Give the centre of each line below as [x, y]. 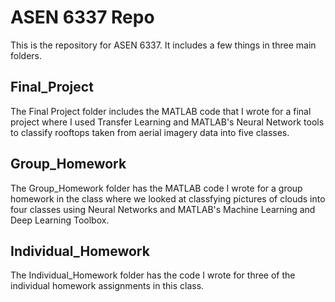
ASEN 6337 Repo [82, 17]
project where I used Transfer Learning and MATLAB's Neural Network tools [167, 122]
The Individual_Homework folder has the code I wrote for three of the [153, 275]
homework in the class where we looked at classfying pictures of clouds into [168, 198]
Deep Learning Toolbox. [60, 220]
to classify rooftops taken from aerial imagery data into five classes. [150, 132]
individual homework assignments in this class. [107, 286]
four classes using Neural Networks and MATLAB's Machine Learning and [163, 209]
